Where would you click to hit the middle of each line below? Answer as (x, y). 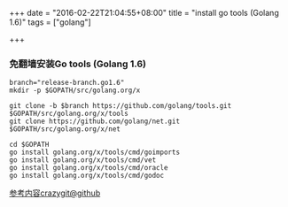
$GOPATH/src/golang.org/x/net (65, 129)
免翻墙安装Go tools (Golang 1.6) (78, 64)
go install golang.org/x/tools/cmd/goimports (94, 153)
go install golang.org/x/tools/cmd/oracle (89, 168)
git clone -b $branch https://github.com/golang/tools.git (121, 106)
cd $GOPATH (29, 145)
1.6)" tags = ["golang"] (50, 22)
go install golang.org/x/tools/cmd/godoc (87, 176)
